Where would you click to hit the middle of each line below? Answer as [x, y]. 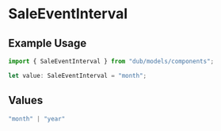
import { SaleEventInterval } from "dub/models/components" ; [111, 61]
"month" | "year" [37, 119]
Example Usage [48, 43]
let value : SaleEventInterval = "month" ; [78, 75]
